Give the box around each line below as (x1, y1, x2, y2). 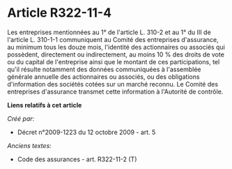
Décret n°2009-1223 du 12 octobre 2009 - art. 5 (17, 128, 156, 136)
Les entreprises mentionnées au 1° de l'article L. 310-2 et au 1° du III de (7, 28, 211, 36)
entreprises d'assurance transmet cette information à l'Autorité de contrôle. (7, 87, 224, 96)
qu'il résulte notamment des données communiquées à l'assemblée (7, 65, 201, 73)
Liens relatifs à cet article (7, 101, 82, 109)
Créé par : (7, 114, 35, 123)
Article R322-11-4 (7, 5, 112, 21)
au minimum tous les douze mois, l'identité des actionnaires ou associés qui (7, 43, 225, 51)
